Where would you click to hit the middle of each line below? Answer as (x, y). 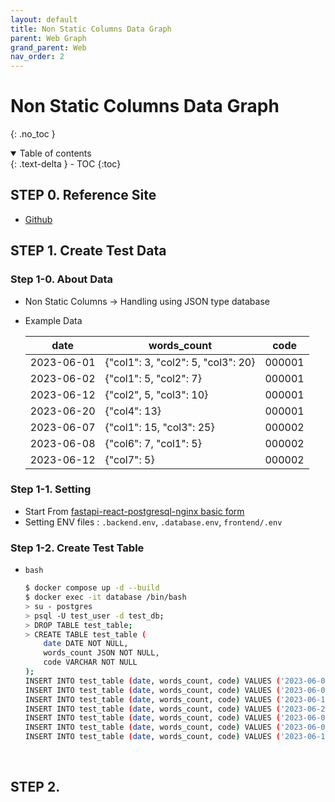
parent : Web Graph (48, 38)
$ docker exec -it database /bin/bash (105, 597)
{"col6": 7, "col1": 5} (153, 443)
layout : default (44, 19)
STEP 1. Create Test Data (88, 251)
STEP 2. (35, 787)
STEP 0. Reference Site (83, 195)
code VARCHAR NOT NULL (90, 662)
